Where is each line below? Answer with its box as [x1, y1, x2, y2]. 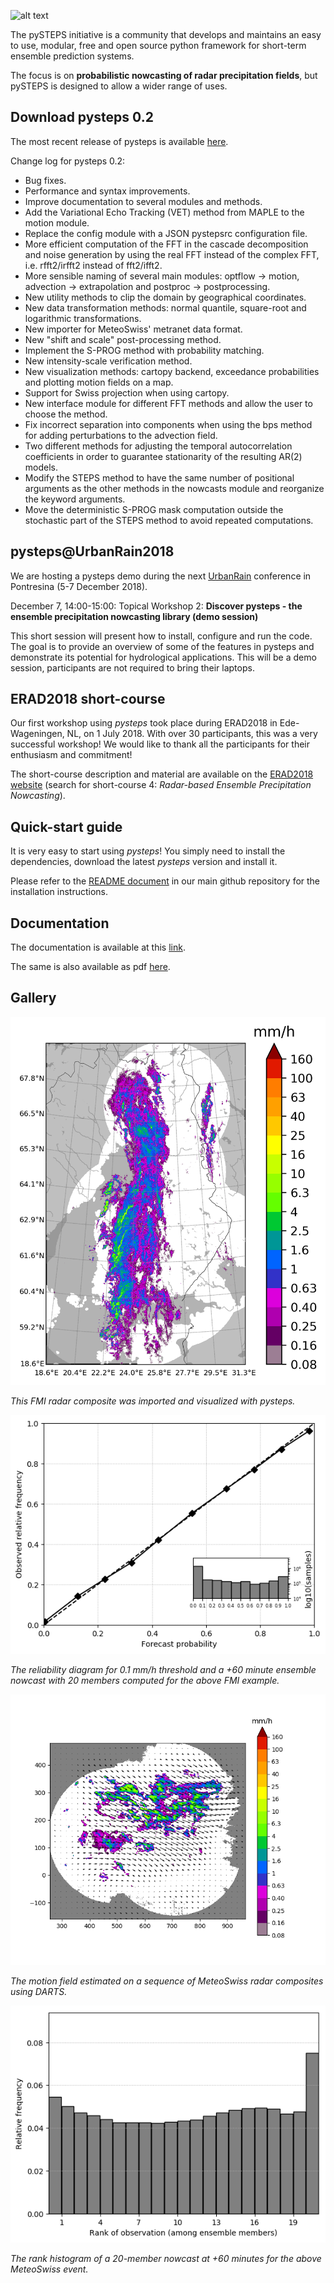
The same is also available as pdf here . [10, 961, 171, 973]
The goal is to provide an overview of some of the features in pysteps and [10, 640, 315, 652]
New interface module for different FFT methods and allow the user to [24, 397, 313, 409]
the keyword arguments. [24, 493, 126, 505]
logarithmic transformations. [24, 312, 142, 324]
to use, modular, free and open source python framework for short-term [10, 40, 307, 51]
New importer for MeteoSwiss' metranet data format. [24, 323, 243, 335]
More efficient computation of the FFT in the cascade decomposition [24, 238, 309, 250]
